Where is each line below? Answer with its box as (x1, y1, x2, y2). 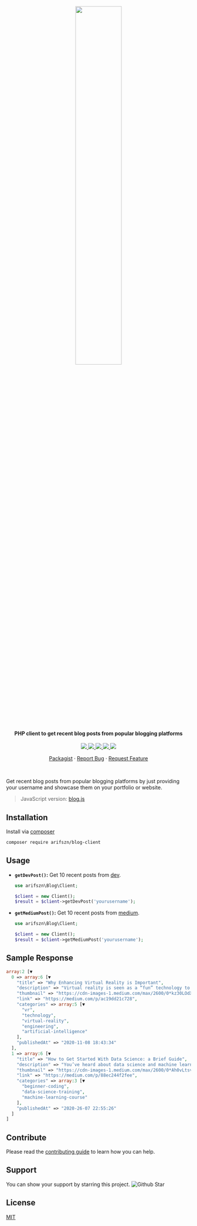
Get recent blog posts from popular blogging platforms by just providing (6, 778, 180, 785)
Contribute (6, 1133, 47, 1143)
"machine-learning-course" (21, 1094, 88, 1100)
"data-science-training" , (21, 1089, 85, 1095)
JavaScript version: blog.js (20, 796, 85, 803)
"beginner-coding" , (21, 1084, 69, 1090)
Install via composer (6, 828, 55, 835)
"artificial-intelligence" (21, 1029, 88, 1035)
